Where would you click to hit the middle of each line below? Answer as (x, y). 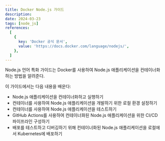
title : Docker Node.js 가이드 (35, 10)
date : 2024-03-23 (23, 19)
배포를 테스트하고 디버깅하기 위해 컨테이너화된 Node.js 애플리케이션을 (80, 128)
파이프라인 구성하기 (31, 121)
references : (17, 28)
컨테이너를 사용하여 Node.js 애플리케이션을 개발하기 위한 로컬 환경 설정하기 (85, 103)
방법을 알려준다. (29, 76)
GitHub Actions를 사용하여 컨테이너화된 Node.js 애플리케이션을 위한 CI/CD (85, 115)
